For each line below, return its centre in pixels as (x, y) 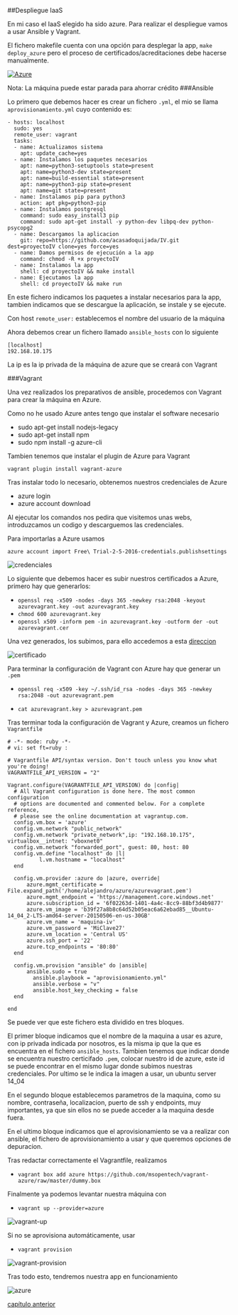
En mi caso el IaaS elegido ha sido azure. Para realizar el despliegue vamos (118, 24)
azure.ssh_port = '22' (60, 941)
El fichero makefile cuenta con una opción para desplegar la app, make (110, 45)
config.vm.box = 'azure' (50, 823)
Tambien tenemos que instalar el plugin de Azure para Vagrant (99, 456)
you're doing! (28, 767)
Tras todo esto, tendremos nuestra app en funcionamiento (93, 1277)
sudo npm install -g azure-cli (60, 442)
